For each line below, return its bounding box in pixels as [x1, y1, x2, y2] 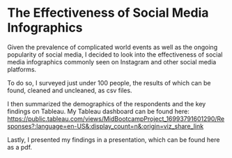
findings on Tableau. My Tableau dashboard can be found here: [7, 107, 190, 115]
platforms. [7, 65, 37, 73]
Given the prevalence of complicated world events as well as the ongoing [7, 43, 218, 51]
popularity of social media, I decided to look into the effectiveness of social [7, 50, 223, 59]
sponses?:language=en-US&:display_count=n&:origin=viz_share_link [7, 122, 204, 130]
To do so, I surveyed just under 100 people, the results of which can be [7, 78, 211, 87]
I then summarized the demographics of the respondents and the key [7, 99, 206, 108]
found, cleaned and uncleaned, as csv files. [7, 86, 132, 94]
